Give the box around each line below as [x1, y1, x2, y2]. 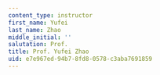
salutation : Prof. [8, 41, 68, 48]
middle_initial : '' [8, 33, 72, 41]
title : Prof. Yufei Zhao [8, 48, 89, 55]
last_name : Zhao [8, 26, 61, 34]
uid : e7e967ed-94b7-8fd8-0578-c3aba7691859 [8, 55, 153, 63]
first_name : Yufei [8, 19, 68, 27]
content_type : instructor [8, 11, 93, 20]
